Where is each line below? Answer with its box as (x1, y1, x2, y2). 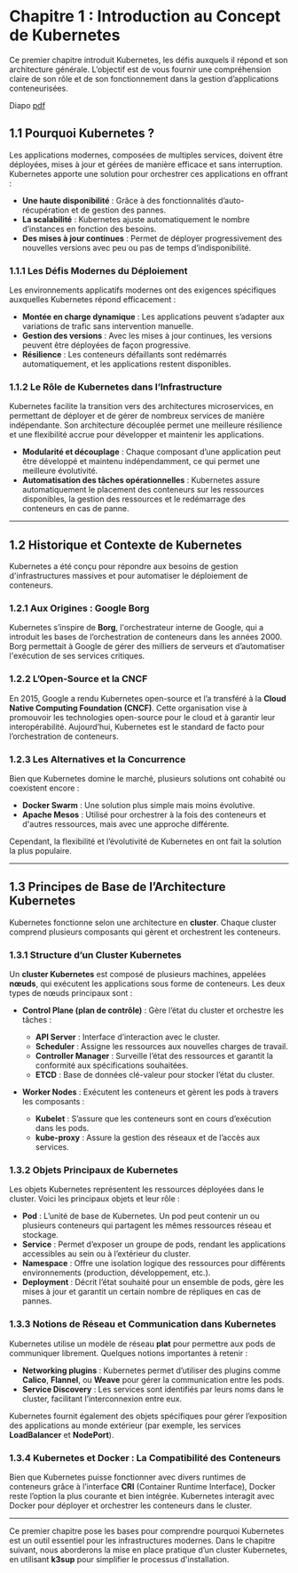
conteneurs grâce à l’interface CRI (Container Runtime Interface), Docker (9, 1481, 277, 1492)
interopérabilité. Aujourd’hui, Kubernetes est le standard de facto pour (9, 721, 265, 732)
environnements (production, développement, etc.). (21, 1267, 211, 1278)
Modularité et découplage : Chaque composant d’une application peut (21, 446, 281, 457)
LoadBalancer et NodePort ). (9, 1429, 114, 1440)
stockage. (21, 1230, 59, 1240)
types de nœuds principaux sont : (9, 988, 133, 999)
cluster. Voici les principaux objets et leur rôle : (9, 1193, 180, 1204)
